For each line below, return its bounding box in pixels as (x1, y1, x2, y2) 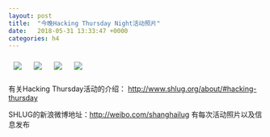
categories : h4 (8, 34, 60, 43)
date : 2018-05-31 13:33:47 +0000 (8, 27, 129, 35)
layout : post (8, 11, 53, 20)
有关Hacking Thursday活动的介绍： (8, 84, 127, 93)
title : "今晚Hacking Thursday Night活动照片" (8, 19, 161, 27)
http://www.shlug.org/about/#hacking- (128, 84, 257, 93)
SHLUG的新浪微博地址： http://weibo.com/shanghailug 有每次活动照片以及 (8, 110, 255, 119)
